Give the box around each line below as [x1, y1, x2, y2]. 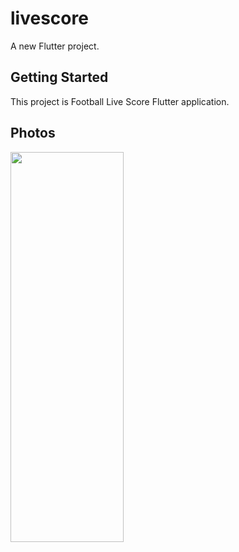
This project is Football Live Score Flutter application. [10, 95, 230, 107]
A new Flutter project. [10, 40, 100, 52]
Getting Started [10, 69, 109, 86]
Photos [10, 125, 56, 142]
